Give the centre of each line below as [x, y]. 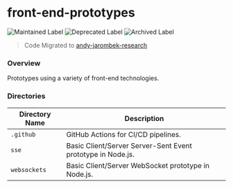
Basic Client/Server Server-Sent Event [129, 145]
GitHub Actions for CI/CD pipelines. [124, 134]
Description [144, 118]
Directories [26, 96]
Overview [24, 63]
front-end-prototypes [71, 13]
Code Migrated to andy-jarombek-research [86, 45]
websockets [28, 170]
